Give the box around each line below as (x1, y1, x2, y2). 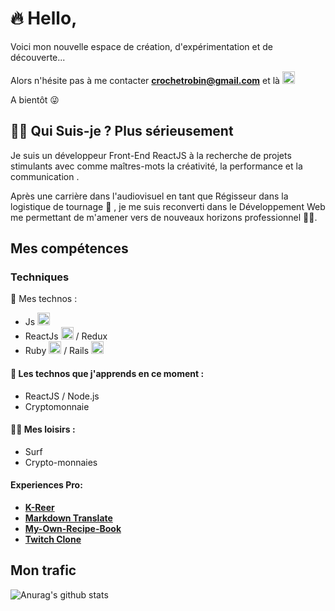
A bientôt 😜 (10, 93, 60, 106)
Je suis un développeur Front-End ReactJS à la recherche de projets (10, 149, 292, 161)
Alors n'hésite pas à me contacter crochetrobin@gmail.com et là (10, 74, 280, 86)
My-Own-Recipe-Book (24, 523, 122, 535)
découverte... (10, 51, 66, 63)
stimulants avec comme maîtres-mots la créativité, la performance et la (10, 160, 303, 172)
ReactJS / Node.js (24, 390, 100, 402)
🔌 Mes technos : (10, 293, 78, 305)
